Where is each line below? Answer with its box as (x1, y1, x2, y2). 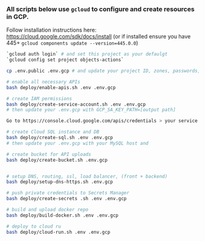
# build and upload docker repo (6, 207, 88, 213)
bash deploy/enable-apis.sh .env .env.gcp (6, 84, 116, 90)
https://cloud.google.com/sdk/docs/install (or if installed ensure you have (6, 33, 191, 40)
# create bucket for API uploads (6, 151, 92, 157)
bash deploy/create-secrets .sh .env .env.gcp (6, 196, 127, 202)
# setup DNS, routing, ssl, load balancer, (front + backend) (6, 173, 168, 179)
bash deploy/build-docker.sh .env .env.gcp (6, 212, 119, 218)
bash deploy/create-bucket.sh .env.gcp (6, 157, 108, 163)
